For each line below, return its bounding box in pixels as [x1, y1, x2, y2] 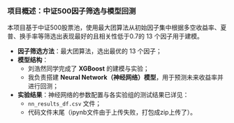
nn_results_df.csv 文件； [27, 99, 102, 108]
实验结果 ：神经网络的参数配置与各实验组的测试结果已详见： [17, 91, 189, 99]
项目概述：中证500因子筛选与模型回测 [7, 6, 136, 15]
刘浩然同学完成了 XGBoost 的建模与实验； [27, 64, 149, 73]
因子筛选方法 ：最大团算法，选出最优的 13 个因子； [17, 47, 163, 55]
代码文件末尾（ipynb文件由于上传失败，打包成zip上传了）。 [27, 108, 197, 117]
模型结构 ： [17, 56, 49, 64]
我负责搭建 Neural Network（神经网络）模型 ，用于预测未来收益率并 [27, 73, 224, 82]
